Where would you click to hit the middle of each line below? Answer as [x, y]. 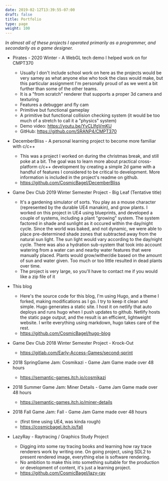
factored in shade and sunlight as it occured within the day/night [86, 223]
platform [29, 167]
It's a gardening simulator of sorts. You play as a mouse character [88, 202]
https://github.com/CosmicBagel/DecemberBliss [70, 183]
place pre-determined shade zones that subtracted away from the [88, 234]
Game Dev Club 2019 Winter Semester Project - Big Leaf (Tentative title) [87, 192]
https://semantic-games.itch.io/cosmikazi [63, 378]
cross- [145, 161]
